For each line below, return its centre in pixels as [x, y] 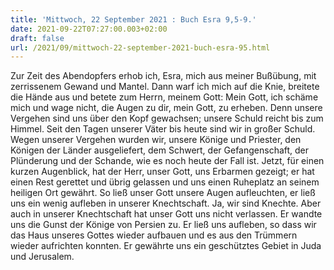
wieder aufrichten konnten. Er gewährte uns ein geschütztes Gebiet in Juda [166, 246]
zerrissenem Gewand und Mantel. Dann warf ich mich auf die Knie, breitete [165, 87]
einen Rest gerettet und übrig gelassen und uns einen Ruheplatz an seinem [165, 182]
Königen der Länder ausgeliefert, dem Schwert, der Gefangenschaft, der [160, 150]
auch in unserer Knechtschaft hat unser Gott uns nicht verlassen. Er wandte [166, 214]
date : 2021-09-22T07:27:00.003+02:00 [89, 29]
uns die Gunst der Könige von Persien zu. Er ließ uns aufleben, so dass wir [163, 225]
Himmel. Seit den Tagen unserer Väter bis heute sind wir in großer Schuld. [163, 129]
